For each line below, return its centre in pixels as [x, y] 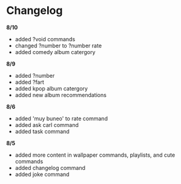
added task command [42, 131]
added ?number [35, 75]
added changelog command [50, 168]
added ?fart [29, 82]
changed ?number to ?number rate [58, 46]
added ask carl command [47, 124]
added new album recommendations [61, 95]
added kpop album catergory [51, 88]
